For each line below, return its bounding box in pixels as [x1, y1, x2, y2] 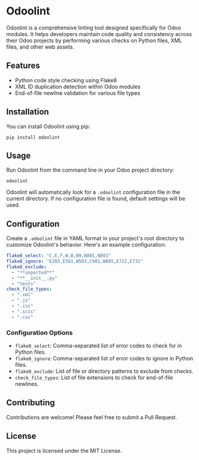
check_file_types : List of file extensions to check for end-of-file [14, 374, 173, 381]
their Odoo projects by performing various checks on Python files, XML [6, 37, 182, 44]
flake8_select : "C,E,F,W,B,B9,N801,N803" [6, 253, 111, 259]
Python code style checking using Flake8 [14, 76, 117, 83]
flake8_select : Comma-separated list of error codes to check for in [14, 342, 182, 349]
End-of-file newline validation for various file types [14, 89, 141, 97]
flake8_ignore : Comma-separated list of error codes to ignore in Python [14, 354, 194, 362]
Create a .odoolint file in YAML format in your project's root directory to [6, 235, 185, 242]
